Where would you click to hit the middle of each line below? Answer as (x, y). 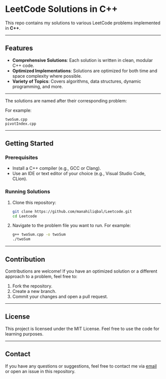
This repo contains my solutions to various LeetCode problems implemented (83, 23)
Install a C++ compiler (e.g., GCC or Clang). (57, 168)
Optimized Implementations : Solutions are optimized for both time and (84, 71)
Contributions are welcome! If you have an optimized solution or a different (81, 271)
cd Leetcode (24, 216)
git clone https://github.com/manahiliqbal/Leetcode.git (72, 211)
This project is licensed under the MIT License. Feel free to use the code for (82, 329)
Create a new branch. (34, 291)
